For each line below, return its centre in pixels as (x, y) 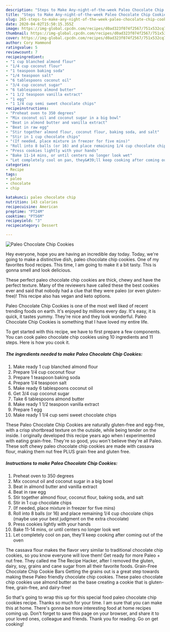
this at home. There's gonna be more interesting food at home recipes (78, 608)
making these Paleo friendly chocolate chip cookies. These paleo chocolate (84, 576)
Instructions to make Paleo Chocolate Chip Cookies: (62, 463)
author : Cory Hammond (29, 43)
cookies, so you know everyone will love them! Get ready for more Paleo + (83, 555)
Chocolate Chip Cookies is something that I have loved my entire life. (77, 322)
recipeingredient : (25, 57)
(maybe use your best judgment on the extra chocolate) (71, 518)
